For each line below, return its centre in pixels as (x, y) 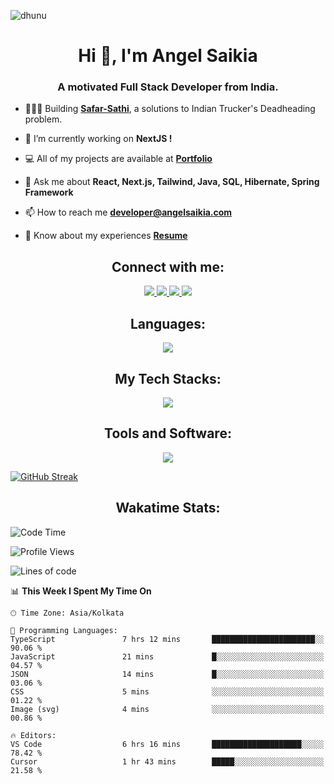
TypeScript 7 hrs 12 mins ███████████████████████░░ (167, 639)
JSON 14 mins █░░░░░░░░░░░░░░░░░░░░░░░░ (167, 674)
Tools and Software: (168, 433)
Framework (49, 192)
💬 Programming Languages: (64, 630)
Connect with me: (168, 266)
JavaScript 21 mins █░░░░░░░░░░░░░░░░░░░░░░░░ (167, 656)
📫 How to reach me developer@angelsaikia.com (128, 212)
